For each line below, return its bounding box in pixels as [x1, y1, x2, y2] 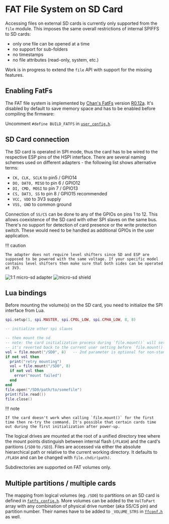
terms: [5, 165, 19, 171]
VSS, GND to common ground [12, 201, 72, 207]
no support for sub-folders [12, 46, 68, 52]
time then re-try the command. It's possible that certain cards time [5, 420, 156, 425]
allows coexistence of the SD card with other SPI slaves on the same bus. [5, 216, 157, 223]
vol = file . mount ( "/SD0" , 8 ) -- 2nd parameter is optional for [5, 349, 145, 354]
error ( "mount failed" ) [14, 373, 62, 378]
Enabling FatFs [5, 87, 53, 95]
